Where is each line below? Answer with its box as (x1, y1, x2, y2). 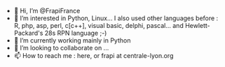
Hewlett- (184, 22, 210, 29)
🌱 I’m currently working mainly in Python (13, 36, 131, 45)
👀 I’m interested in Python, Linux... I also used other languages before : (13, 14, 219, 22)
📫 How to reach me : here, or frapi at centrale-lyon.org (13, 52, 174, 59)
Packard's (13, 29, 43, 37)
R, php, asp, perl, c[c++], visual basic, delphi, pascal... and (13, 22, 184, 29)
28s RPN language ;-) (44, 29, 107, 37)
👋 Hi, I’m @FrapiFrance (13, 7, 81, 15)
